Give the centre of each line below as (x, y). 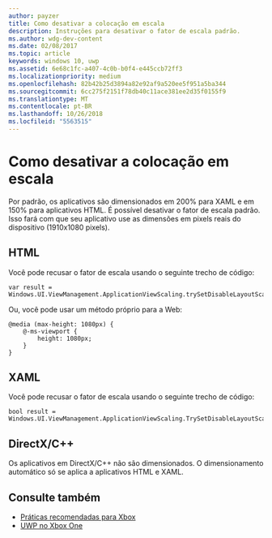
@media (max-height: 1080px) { (61, 324)
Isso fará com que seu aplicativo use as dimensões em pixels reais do (125, 218)
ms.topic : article (39, 54)
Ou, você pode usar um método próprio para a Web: (96, 309)
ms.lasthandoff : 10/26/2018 (56, 114)
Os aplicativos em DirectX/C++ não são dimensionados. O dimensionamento (136, 463)
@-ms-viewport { (51, 331)
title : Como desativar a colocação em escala (86, 24)
